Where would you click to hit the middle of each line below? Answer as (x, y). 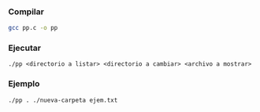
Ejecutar (25, 48)
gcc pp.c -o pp (33, 28)
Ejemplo (24, 84)
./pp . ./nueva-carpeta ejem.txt (63, 100)
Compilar (26, 12)
